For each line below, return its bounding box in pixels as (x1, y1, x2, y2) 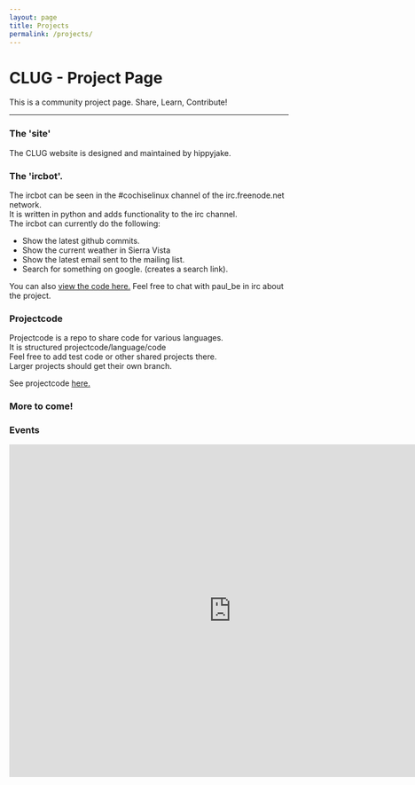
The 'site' (9, 128, 51, 140)
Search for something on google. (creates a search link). (21, 263, 229, 274)
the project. (9, 290, 51, 301)
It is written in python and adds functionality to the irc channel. (9, 208, 238, 219)
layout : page (9, 12, 58, 22)
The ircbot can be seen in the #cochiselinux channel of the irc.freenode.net (9, 190, 286, 200)
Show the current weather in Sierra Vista (21, 245, 171, 255)
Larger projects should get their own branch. (9, 361, 173, 372)
